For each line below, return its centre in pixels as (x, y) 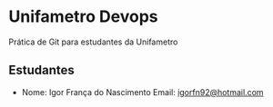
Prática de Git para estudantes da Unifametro (93, 42)
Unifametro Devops (83, 17)
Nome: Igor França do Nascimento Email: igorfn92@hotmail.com (143, 92)
